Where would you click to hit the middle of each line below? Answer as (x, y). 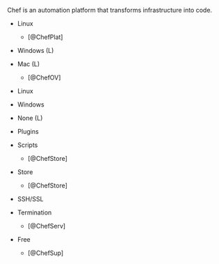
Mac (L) (29, 64)
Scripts (27, 145)
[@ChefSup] (46, 253)
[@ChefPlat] (45, 37)
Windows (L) (35, 51)
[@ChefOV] (44, 77)
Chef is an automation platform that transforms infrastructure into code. (110, 10)
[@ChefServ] (47, 226)
